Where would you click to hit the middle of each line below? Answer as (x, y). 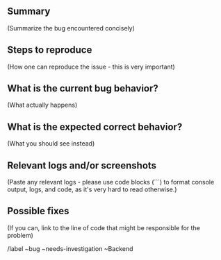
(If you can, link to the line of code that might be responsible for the (104, 227)
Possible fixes (38, 211)
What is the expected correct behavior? (95, 127)
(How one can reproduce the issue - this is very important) (91, 67)
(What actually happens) (42, 105)
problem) (20, 235)
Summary (29, 11)
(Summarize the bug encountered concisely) (71, 28)
